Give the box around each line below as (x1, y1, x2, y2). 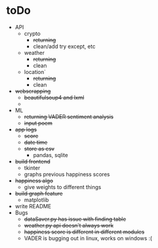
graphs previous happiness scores (24, 170, 110, 178)
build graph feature (14, 190, 63, 197)
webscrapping (14, 87, 51, 95)
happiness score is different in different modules (24, 228, 145, 235)
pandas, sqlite (33, 151, 68, 158)
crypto (24, 29, 41, 37)
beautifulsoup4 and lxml (24, 94, 84, 101)
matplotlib (24, 196, 49, 203)
